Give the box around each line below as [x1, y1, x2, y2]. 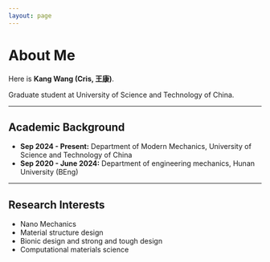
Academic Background [8, 120, 125, 134]
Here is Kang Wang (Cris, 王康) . [8, 74, 115, 83]
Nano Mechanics [19, 220, 76, 229]
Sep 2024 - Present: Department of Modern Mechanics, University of [19, 142, 252, 151]
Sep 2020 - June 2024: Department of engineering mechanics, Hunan [19, 159, 256, 168]
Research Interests [8, 198, 105, 212]
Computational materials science [19, 245, 129, 255]
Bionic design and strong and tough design [19, 236, 163, 246]
